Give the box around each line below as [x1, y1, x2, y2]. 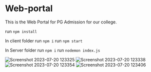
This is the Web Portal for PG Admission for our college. [5, 19, 117, 25]
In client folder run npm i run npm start [5, 37, 83, 44]
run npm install [5, 28, 38, 34]
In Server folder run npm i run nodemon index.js [5, 47, 100, 53]
